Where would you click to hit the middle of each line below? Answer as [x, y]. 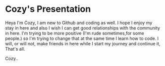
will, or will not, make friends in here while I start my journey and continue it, [83, 43]
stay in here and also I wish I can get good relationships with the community [82, 28]
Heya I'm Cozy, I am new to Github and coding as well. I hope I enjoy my [79, 23]
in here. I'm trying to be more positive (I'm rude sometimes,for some [75, 33]
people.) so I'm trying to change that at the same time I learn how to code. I [82, 38]
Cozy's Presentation [48, 9]
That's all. [15, 49]
